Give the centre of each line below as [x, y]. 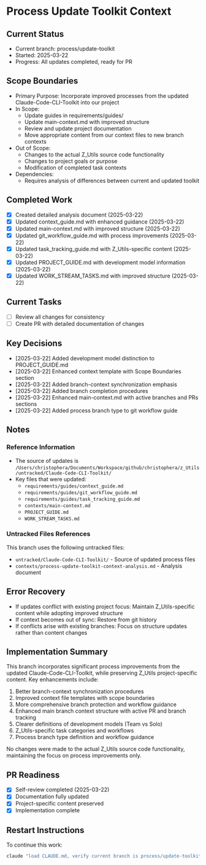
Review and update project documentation [78, 128]
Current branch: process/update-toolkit [65, 48]
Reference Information [41, 448]
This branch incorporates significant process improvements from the [93, 667]
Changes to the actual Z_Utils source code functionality [94, 154]
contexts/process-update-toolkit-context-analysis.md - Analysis [99, 565]
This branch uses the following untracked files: [65, 547]
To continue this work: [34, 845]
